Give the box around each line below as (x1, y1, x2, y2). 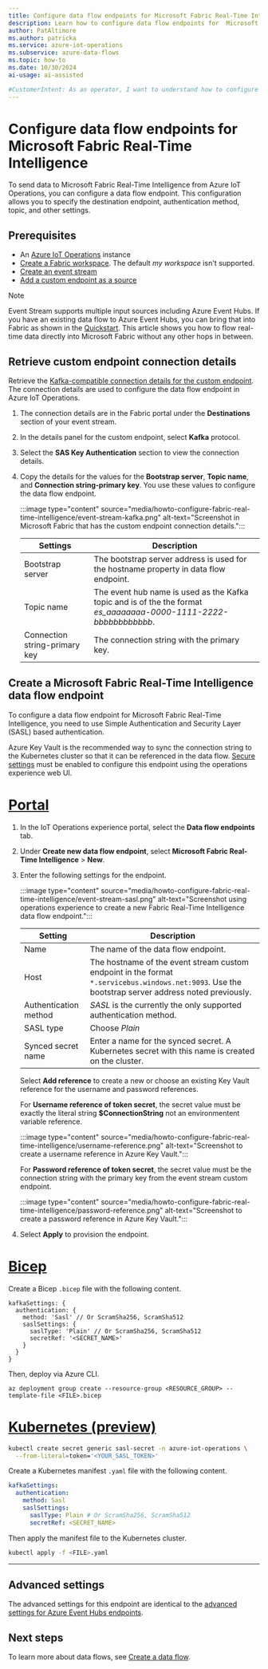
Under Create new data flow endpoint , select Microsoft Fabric (19, 846, 229, 856)
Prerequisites (8, 228, 77, 242)
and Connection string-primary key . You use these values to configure (19, 481, 256, 490)
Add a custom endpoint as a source (19, 275, 137, 285)
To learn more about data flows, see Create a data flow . (8, 1652, 191, 1662)
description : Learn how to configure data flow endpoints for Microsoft (8, 19, 259, 27)
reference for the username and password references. (19, 1084, 199, 1094)
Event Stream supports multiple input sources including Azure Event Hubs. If (8, 307, 260, 316)
